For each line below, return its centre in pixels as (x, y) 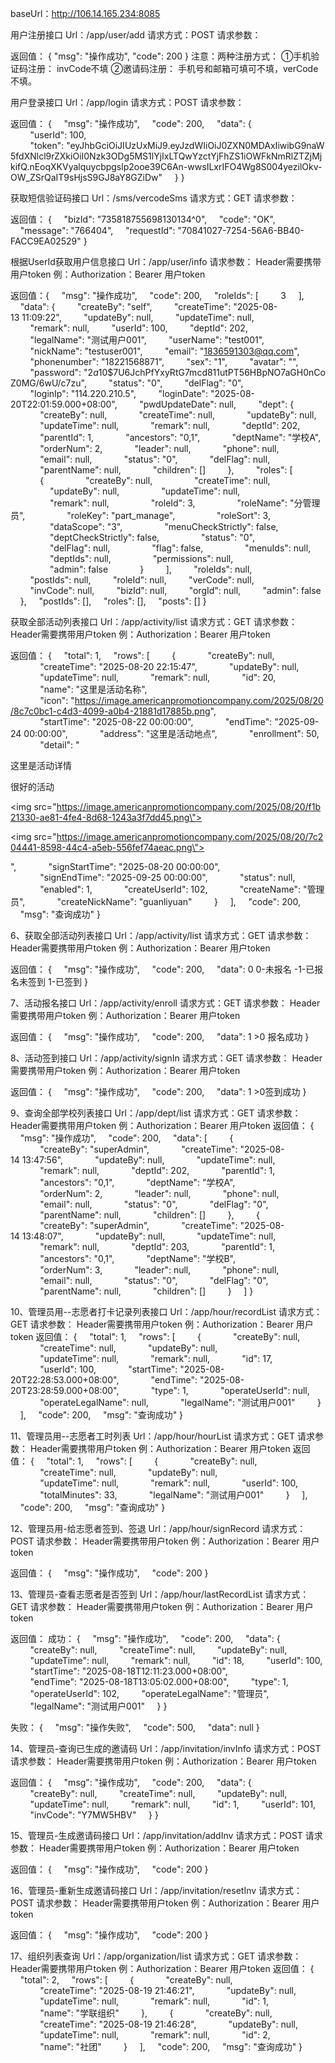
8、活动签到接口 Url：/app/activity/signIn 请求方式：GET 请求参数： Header (166, 1058)
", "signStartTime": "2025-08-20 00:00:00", (115, 866)
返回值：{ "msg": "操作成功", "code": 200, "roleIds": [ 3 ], (157, 295)
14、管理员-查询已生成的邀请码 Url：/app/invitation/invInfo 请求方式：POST (166, 1748)
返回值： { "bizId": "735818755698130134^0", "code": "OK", (143, 219)
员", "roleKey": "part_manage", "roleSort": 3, (140, 515)
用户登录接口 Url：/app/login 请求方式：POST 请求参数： (127, 102)
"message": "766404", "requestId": (97, 230)
